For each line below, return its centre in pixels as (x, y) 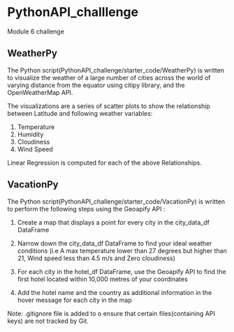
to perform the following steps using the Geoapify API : (86, 209)
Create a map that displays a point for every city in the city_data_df (113, 222)
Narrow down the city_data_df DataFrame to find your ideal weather (115, 243)
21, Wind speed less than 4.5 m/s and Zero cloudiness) (96, 258)
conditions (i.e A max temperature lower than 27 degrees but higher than (122, 250)
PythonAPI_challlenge (73, 12)
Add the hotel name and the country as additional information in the (115, 292)
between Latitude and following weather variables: (80, 113)
